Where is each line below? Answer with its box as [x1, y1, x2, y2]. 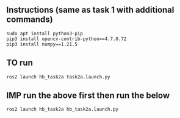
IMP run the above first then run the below [6, 91, 170, 101]
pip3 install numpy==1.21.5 [6, 41, 78, 47]
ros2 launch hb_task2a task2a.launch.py [6, 74, 111, 80]
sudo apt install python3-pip [6, 30, 84, 36]
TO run [6, 58, 34, 68]
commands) [6, 15, 53, 25]
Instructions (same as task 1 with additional [6, 5, 175, 15]
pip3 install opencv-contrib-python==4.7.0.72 [6, 36, 127, 42]
